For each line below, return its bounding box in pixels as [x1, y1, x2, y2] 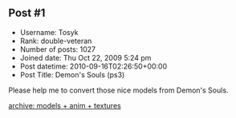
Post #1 [8, 6, 46, 20]
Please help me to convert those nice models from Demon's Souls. [8, 85, 229, 95]
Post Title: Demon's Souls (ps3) [19, 69, 125, 79]
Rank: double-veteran [19, 36, 92, 45]
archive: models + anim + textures [8, 100, 122, 110]
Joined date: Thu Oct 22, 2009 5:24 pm [19, 53, 152, 62]
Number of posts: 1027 [19, 44, 96, 54]
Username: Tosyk [19, 27, 79, 37]
